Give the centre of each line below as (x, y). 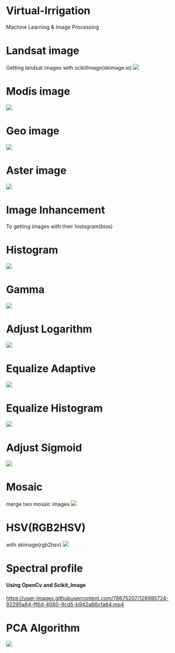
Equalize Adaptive (51, 368)
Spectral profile (44, 568)
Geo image (33, 131)
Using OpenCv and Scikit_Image (46, 585)
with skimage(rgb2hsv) (34, 545)
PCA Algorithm (43, 628)
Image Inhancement (56, 210)
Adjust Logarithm (49, 329)
